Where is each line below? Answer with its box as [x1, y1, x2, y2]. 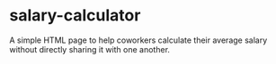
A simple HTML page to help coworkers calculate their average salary [9, 35, 268, 45]
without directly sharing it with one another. [9, 44, 171, 54]
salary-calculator [9, 5, 141, 26]
